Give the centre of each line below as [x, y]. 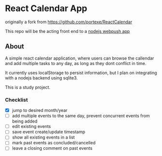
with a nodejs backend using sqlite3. [42, 78]
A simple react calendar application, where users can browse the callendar [80, 58]
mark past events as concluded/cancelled [54, 143]
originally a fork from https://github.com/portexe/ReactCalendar [69, 22]
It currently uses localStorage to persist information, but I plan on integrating [81, 73]
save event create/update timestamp [49, 132]
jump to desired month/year [40, 110]
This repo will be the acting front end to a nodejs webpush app [67, 31]
